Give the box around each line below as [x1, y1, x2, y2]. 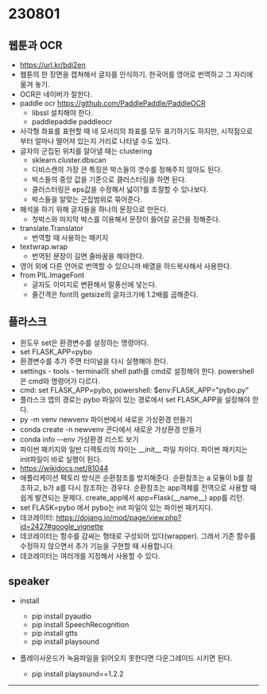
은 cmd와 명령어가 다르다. [19, 376, 101, 386]
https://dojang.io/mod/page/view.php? [56, 512, 182, 522]
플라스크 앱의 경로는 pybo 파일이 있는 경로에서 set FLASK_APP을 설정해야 [19, 394, 250, 404]
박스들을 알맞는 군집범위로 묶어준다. [31, 194, 143, 204]
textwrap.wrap [19, 242, 68, 251]
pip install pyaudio [31, 611, 91, 621]
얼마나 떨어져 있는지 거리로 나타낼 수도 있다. [34, 136, 171, 146]
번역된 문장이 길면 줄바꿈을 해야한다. [31, 252, 145, 261]
